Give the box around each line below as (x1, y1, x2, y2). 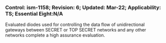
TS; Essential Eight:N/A (5, 10, 63, 17)
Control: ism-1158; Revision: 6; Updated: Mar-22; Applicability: (5, 4, 161, 11)
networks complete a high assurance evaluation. (5, 32, 105, 38)
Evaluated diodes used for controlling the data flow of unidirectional (5, 21, 145, 27)
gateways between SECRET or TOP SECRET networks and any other (5, 27, 146, 33)
